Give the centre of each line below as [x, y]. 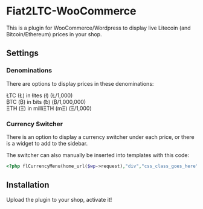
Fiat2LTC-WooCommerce [71, 11]
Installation [28, 185]
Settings [23, 53]
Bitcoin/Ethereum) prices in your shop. [54, 34]
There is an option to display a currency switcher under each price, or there [100, 137]
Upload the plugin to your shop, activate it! [59, 199]
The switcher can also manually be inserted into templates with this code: [98, 155]
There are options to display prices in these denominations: [80, 83]
